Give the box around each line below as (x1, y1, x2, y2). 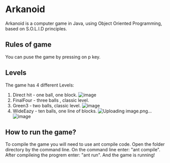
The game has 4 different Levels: (5, 82, 75, 88)
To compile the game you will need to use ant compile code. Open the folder (5, 141, 165, 147)
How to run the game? (5, 128, 77, 136)
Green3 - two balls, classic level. (12, 102, 81, 108)
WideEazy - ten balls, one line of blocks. (12, 108, 97, 114)
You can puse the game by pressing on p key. (5, 54, 100, 60)
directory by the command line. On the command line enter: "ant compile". (5, 147, 161, 153)
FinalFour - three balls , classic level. (12, 97, 89, 103)
